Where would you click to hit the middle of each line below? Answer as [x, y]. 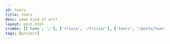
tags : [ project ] [22, 33]
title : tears [19, 15]
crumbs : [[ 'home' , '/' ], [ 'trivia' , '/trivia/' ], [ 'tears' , [70, 29]
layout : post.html [25, 24]
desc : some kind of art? [31, 19]
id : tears [16, 10]
